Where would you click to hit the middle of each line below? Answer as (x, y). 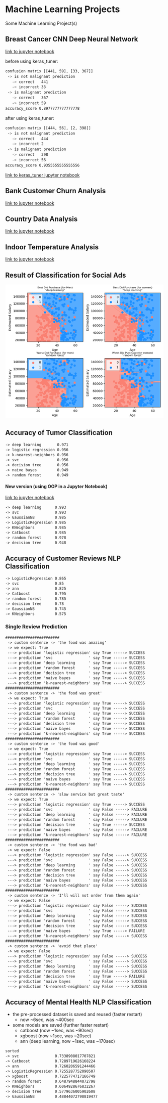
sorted (12, 1051)
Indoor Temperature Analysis (52, 247)
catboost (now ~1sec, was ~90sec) (56, 1031)
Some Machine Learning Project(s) (41, 23)
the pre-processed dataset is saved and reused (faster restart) (77, 1014)
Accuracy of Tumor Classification (59, 433)
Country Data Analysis (41, 219)
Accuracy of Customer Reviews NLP (63, 558)
